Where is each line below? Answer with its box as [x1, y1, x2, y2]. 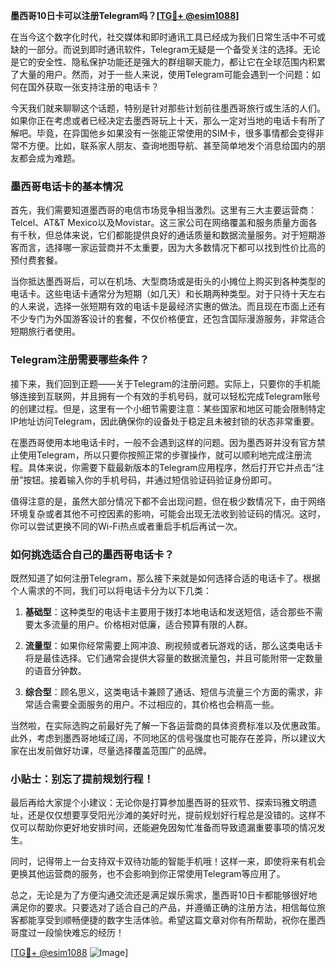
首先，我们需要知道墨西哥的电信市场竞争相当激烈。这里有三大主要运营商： [10, 204, 317, 216]
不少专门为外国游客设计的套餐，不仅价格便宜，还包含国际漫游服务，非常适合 [10, 313, 326, 325]
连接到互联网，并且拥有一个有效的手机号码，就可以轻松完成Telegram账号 [18, 390, 321, 402]
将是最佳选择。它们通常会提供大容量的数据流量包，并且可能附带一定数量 [24, 652, 323, 664]
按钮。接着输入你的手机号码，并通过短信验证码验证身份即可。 [23, 474, 278, 486]
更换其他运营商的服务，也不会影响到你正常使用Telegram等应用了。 [10, 868, 286, 880]
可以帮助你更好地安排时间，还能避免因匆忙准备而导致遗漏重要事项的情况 [18, 822, 317, 834]
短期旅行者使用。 [10, 325, 81, 338]
